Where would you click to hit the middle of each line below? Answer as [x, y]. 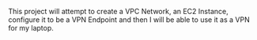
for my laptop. [31, 28]
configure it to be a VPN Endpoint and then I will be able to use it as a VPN [129, 20]
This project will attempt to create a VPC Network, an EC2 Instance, [118, 11]
